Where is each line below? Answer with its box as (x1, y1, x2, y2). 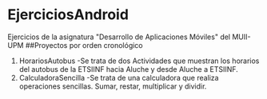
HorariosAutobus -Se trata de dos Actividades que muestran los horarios (18, 56, 260, 65)
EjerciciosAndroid (7, 6, 130, 24)
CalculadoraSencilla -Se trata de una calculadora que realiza (18, 73, 219, 82)
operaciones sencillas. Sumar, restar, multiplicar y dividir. (18, 81, 207, 91)
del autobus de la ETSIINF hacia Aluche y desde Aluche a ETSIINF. (18, 64, 239, 73)
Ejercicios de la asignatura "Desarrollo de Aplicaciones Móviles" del (7, 32, 231, 42)
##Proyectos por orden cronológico (25, 40, 143, 49)
